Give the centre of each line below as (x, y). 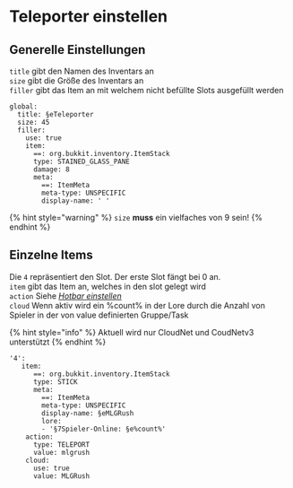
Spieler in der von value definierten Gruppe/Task (99, 315)
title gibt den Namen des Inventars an (82, 71)
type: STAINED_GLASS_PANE (81, 161)
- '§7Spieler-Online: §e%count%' (104, 429)
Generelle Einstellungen (78, 50)
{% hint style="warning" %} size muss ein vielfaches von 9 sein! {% (136, 218)
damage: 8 (51, 170)
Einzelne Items (52, 255)
